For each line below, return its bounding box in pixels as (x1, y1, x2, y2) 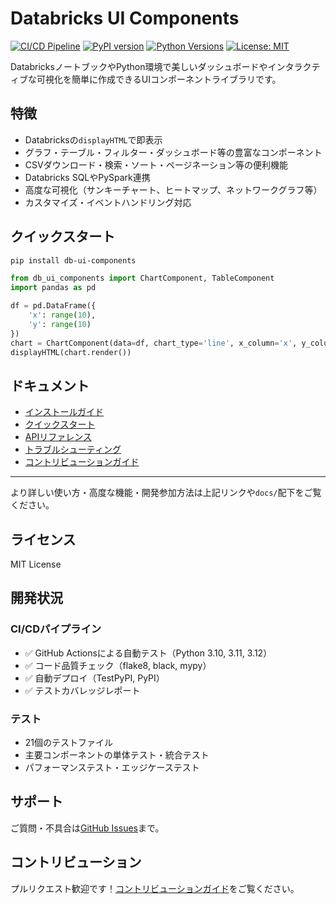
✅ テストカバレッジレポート (24, 684, 141, 696)
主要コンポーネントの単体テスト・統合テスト (24, 749, 210, 761)
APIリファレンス (24, 431, 92, 443)
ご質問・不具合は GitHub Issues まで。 (10, 822, 165, 834)
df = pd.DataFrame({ (10, 301, 97, 311)
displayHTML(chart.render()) (10, 347, 132, 357)
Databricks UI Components (10, 7, 240, 30)
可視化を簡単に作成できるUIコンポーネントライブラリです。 (36, 73, 282, 85)
